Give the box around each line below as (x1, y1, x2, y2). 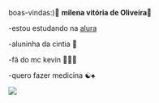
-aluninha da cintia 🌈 (8, 39, 77, 49)
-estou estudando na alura (8, 24, 97, 32)
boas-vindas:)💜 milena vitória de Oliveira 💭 (8, 8, 153, 17)
